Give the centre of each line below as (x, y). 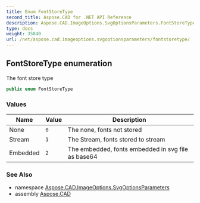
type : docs (20, 28)
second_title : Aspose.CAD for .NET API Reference (69, 17)
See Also (19, 174)
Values (16, 104)
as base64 (82, 156)
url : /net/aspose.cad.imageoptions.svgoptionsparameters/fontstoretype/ (98, 39)
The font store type (30, 78)
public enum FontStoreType (40, 89)
